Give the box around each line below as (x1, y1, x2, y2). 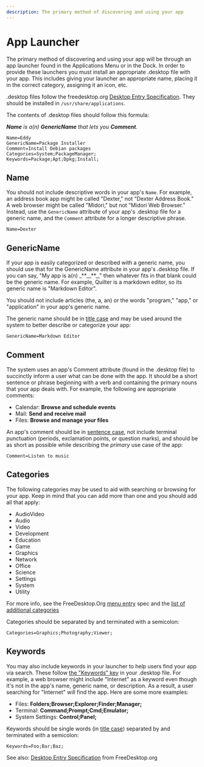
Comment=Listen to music (6, 453, 69, 459)
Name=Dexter (6, 226, 37, 233)
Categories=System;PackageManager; (6, 150, 97, 157)
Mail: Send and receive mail (15, 410, 86, 417)
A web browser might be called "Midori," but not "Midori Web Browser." (6, 201, 186, 209)
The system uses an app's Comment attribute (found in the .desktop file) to (6, 366, 195, 373)
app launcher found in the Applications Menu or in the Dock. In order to (6, 61, 185, 69)
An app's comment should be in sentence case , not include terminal (6, 429, 177, 435)
